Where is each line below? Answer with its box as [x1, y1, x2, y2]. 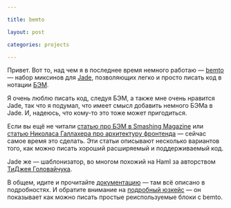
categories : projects [7, 41, 70, 48]
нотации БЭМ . [7, 81, 49, 89]
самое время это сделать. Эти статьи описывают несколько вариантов [7, 137, 220, 145]
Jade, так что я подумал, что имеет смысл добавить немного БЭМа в [7, 102, 213, 110]
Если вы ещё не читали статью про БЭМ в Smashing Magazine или [7, 122, 204, 131]
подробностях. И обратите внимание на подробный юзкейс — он [7, 186, 202, 194]
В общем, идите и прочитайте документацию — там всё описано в [7, 178, 205, 187]
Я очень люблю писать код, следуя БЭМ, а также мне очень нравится [7, 94, 216, 102]
